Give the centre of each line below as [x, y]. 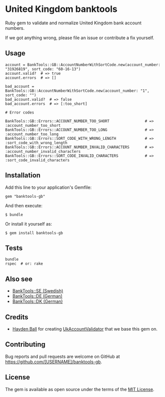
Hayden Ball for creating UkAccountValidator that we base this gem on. [85, 329]
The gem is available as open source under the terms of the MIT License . [80, 389]
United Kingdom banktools [61, 9]
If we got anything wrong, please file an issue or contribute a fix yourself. [80, 38]
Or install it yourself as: [28, 224]
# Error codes [20, 113]
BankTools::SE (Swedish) [38, 291]
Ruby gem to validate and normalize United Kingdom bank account [73, 23]
